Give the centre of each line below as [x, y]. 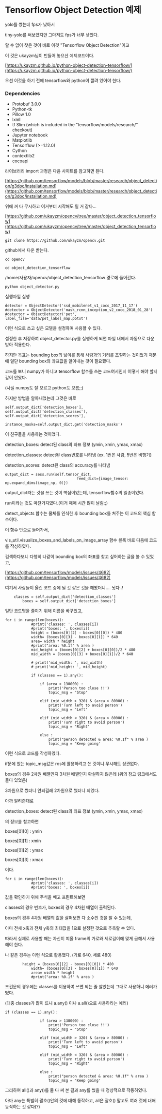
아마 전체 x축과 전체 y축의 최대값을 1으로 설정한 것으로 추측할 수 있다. [70, 928]
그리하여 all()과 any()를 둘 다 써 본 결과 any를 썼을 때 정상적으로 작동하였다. [76, 1090]
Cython [19, 151]
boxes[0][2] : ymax [24, 850]
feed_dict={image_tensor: [103, 479]
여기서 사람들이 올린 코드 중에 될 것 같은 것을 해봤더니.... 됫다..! [64, 588]
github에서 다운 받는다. [27, 250]
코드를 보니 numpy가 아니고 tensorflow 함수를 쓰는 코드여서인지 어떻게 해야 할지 [81, 371]
